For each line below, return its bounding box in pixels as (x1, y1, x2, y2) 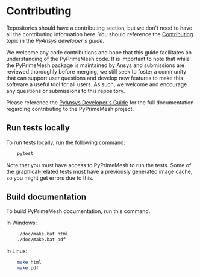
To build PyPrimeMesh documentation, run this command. (6, 208, 151, 215)
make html (17, 259, 42, 266)
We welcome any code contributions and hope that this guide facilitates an (6, 48, 192, 56)
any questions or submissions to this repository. (6, 87, 125, 94)
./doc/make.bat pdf (17, 237, 66, 243)
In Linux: (6, 247, 28, 255)
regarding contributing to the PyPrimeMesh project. (6, 105, 134, 112)
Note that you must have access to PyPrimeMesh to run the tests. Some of (6, 161, 192, 168)
